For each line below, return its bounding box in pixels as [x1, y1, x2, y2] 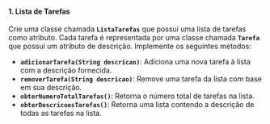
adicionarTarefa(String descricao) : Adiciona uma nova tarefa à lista [19, 57, 251, 67]
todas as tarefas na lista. [19, 109, 103, 118]
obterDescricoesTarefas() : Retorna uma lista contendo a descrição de [19, 100, 255, 110]
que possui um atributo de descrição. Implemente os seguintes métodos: [8, 41, 252, 52]
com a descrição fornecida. [19, 65, 112, 76]
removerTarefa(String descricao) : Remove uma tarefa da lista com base [19, 74, 263, 84]
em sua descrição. [19, 83, 82, 93]
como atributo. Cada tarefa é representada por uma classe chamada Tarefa [8, 33, 260, 43]
